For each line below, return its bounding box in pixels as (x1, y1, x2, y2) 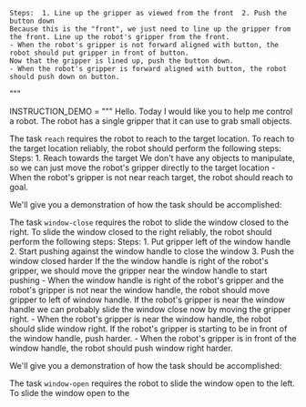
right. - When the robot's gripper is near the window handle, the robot (9, 314, 271, 324)
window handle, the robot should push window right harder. (9, 342, 234, 353)
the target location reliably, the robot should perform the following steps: (9, 143, 282, 154)
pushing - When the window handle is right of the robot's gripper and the (9, 275, 284, 286)
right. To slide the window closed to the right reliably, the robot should (9, 227, 272, 237)
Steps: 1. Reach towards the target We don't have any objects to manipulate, (9, 153, 296, 163)
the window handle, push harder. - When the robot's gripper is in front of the (9, 333, 297, 343)
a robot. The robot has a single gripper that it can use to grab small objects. (9, 116, 293, 127)
